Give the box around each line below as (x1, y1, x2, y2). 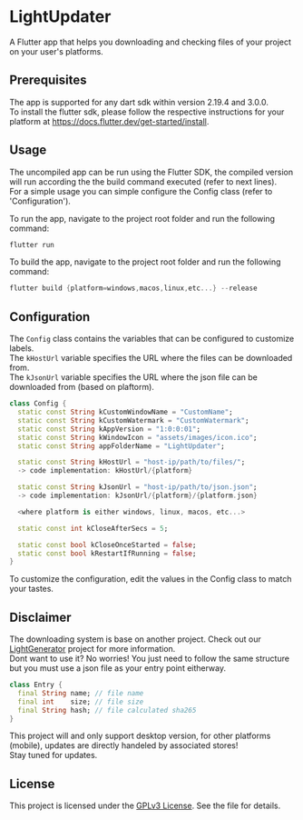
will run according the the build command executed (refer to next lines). (9, 175, 278, 187)
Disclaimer (9, 609, 72, 625)
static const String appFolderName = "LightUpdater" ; (17, 441, 225, 451)
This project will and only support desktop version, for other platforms (9, 730, 271, 742)
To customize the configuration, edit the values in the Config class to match (9, 574, 292, 585)
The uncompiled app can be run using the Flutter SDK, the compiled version (9, 166, 293, 177)
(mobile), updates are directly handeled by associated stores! (9, 740, 239, 751)
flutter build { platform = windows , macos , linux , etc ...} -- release (9, 284, 258, 293)
